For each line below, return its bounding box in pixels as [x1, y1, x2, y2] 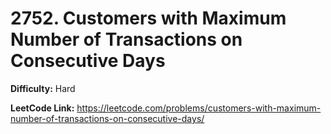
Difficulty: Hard [10, 82, 76, 94]
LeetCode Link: [10, 102, 75, 114]
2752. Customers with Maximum [10, 7, 287, 30]
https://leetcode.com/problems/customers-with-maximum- [76, 102, 322, 114]
